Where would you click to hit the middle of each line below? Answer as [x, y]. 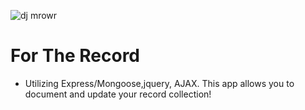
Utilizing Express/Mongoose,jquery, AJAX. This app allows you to [159, 83]
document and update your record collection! [118, 94]
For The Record [75, 56]
